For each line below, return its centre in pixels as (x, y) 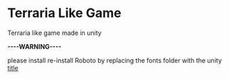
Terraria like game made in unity (54, 33)
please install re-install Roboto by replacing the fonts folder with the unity (114, 60)
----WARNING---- (34, 46)
